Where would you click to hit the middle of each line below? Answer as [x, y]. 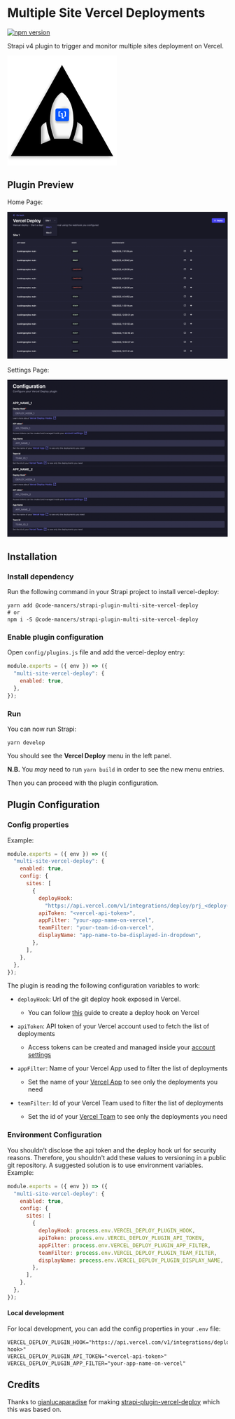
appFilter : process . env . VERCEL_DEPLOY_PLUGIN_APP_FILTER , [124, 1245]
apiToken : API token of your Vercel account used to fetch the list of [113, 1026]
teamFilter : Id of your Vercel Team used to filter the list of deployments [120, 1103]
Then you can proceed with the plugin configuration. [83, 783]
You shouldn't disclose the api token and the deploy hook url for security [112, 1150]
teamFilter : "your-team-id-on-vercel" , [97, 928]
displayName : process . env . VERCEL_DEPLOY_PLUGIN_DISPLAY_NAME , [131, 1260]
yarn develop [26, 742]
